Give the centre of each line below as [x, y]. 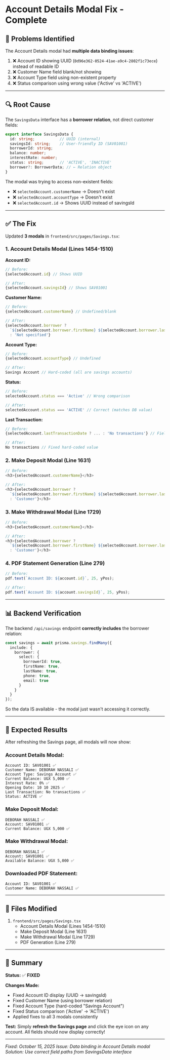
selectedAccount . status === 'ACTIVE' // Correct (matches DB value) [79, 410]
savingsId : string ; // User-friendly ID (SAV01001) [69, 144]
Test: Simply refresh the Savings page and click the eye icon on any [77, 1026]
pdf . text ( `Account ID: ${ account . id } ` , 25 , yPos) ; [60, 578]
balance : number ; [28, 153]
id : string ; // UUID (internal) [55, 139]
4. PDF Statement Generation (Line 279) [55, 563]
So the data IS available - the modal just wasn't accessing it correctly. [78, 709]
